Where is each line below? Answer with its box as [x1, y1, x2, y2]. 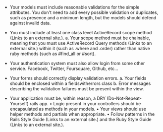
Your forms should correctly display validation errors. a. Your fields [9, 75, 147, 81]
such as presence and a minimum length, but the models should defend [9, 15, 157, 20]
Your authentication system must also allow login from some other [9, 61, 145, 66]
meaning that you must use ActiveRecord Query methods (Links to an [9, 40, 152, 46]
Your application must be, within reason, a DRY [9, 95, 106, 101]
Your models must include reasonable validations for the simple [9, 4, 140, 10]
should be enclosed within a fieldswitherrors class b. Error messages [9, 80, 151, 86]
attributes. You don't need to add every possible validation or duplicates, [9, 9, 159, 15]
